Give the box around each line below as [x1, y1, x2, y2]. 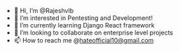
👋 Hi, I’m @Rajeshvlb [13, 7, 74, 14]
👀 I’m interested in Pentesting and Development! [13, 14, 153, 22]
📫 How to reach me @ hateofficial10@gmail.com [13, 37, 154, 44]
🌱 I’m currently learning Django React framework [13, 21, 155, 29]
